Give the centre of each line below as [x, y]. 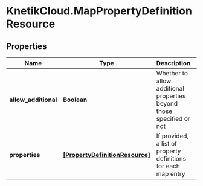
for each [168, 166]
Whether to [172, 73]
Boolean [75, 100]
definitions [171, 159]
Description [173, 63]
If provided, [172, 136]
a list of [166, 143]
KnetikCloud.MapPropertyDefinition [99, 11]
